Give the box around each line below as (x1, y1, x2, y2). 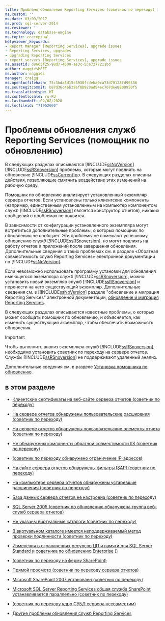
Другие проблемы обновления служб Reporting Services (12, 610, 132, 616)
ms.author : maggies (5, 71, 45, 76)
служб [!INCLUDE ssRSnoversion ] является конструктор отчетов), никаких (5, 207, 160, 213)
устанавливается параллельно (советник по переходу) (12, 591, 128, 597)
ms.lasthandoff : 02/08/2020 (5, 99, 63, 104)
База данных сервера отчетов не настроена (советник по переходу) (12, 494, 157, 500)
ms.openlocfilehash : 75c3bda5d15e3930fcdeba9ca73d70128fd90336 (5, 80, 137, 85)
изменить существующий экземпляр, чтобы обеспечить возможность (5, 319, 154, 325)
